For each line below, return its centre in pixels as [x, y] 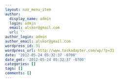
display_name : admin [30, 19]
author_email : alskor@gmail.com [38, 41]
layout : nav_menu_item [28, 10]
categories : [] [20, 64]
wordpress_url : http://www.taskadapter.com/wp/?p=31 [60, 50]
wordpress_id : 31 [23, 46]
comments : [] [18, 73]
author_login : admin [26, 37]
